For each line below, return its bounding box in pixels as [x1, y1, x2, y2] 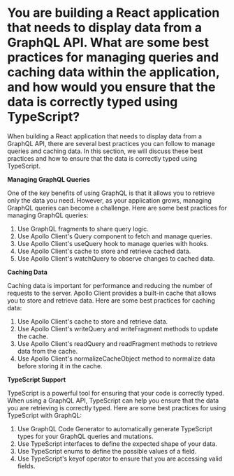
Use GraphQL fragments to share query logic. [17, 224, 149, 233]
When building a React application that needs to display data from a [7, 131, 203, 140]
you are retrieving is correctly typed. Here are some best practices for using [7, 403, 226, 412]
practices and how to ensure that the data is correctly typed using [7, 154, 198, 162]
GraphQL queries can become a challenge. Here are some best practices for [7, 203, 227, 212]
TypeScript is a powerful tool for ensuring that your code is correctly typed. [7, 389, 225, 397]
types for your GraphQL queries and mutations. [17, 432, 154, 440]
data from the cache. [17, 347, 78, 355]
